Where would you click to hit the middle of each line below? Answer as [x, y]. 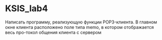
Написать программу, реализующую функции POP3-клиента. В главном [81, 22]
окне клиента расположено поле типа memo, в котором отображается [80, 27]
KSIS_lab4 [27, 9]
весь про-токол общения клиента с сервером [53, 32]
